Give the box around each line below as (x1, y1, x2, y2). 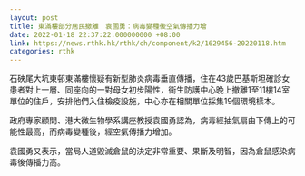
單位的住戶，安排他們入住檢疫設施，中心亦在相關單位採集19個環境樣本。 (9, 96, 280, 107)
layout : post (9, 13, 59, 23)
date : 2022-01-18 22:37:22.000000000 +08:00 (9, 30, 181, 39)
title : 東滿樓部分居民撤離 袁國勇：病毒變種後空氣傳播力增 (9, 22, 207, 31)
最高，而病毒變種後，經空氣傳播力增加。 (25, 126, 177, 137)
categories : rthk (9, 47, 75, 56)
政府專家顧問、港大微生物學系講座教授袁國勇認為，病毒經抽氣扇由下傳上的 (9, 115, 288, 126)
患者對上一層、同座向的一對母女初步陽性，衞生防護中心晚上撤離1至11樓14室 (9, 84, 290, 95)
